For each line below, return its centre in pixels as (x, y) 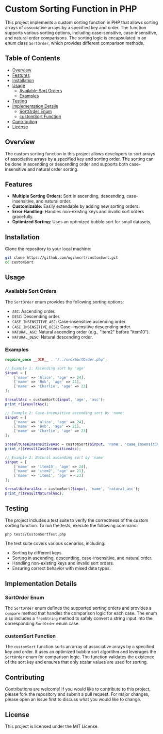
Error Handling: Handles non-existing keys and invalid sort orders (78, 212)
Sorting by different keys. (37, 553)
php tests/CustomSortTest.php (36, 534)
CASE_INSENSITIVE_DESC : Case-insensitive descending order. (72, 327)
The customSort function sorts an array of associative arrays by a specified (80, 647)
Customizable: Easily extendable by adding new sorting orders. (76, 206)
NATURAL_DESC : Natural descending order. (52, 337)
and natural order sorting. (53, 169)
